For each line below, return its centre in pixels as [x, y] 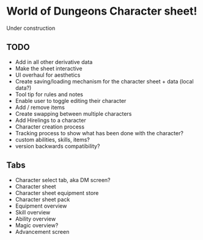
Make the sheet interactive [49, 68]
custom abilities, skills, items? [53, 139]
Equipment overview [41, 206]
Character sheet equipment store [57, 192]
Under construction [31, 28]
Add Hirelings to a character [51, 120]
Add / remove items [40, 107]
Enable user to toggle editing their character [71, 101]
